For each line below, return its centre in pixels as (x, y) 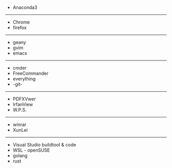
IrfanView (23, 104)
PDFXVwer (24, 99)
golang (20, 155)
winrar (19, 124)
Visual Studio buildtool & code (44, 145)
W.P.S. (19, 110)
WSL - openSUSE (31, 150)
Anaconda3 (25, 7)
